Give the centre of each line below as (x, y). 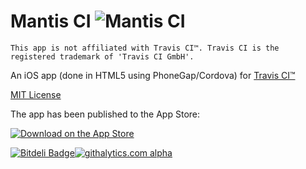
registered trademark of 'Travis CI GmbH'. (102, 56)
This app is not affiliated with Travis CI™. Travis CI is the (145, 48)
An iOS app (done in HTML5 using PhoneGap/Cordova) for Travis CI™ (153, 75)
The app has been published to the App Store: (105, 114)
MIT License (36, 94)
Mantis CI (51, 21)
